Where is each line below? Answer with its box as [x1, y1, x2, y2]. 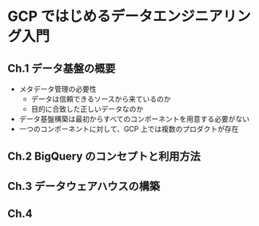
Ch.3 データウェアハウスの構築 [7, 179, 161, 192]
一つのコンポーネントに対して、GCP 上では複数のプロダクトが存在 [18, 125, 239, 133]
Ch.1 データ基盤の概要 [7, 61, 116, 75]
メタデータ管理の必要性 [18, 85, 97, 93]
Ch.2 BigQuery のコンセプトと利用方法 [7, 149, 201, 164]
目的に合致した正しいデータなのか [30, 105, 144, 113]
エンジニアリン [152, 7, 251, 26]
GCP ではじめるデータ [7, 7, 153, 26]
